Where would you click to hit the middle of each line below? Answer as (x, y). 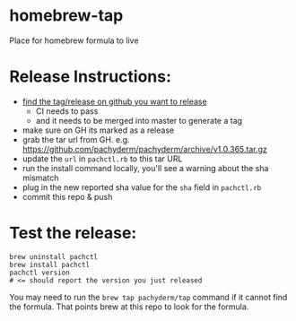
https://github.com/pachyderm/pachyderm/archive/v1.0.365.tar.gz (144, 149)
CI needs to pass (67, 111)
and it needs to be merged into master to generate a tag (139, 120)
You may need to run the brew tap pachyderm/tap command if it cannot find (148, 297)
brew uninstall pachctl (54, 256)
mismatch (40, 178)
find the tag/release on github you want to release (115, 101)
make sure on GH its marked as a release (98, 130)
